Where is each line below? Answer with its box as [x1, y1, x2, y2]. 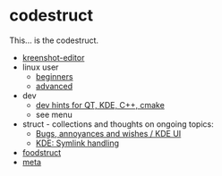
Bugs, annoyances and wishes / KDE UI [35, 128, 182, 138]
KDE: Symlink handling [35, 138, 119, 148]
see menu [35, 109, 73, 120]
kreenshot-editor [21, 52, 85, 63]
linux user [21, 62, 59, 72]
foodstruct [21, 147, 62, 157]
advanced [35, 80, 73, 91]
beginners [35, 71, 73, 81]
